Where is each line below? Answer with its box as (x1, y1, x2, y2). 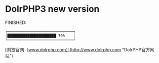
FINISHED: (5, 20, 27, 25)
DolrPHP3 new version (5, 3, 100, 15)
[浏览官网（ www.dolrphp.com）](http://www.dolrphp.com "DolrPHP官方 (5, 46, 151, 52)
